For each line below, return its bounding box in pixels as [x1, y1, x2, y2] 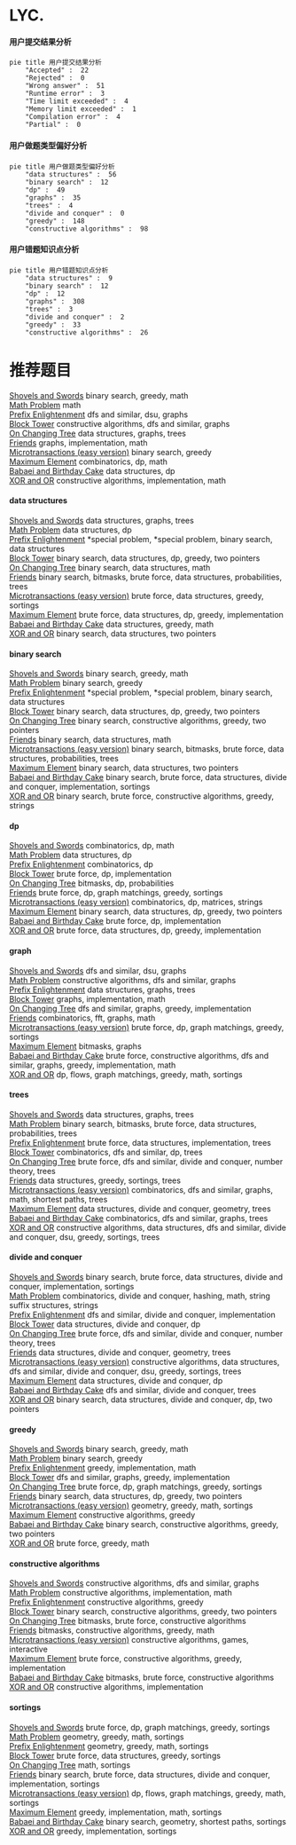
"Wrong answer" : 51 [25, 82, 105, 91]
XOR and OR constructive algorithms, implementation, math [9, 475, 226, 485]
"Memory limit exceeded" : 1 [25, 105, 137, 114]
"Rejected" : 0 [25, 74, 86, 83]
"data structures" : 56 [25, 170, 117, 178]
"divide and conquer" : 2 [25, 312, 125, 321]
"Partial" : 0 [25, 121, 82, 130]
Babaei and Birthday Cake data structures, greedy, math [9, 619, 214, 629]
